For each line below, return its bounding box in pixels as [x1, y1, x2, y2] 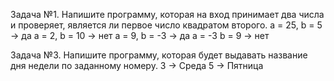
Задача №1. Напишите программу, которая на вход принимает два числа [10, 9, 325, 20]
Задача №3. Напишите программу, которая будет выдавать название [10, 49, 308, 61]
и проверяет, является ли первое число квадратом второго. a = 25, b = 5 [10, 19, 323, 31]
